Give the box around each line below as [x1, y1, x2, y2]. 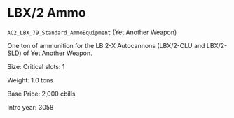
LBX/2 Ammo [7, 5, 86, 21]
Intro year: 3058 [7, 103, 54, 111]
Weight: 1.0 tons [7, 75, 54, 84]
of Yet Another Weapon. [23, 49, 92, 57]
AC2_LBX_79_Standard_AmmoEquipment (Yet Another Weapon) [7, 28, 177, 36]
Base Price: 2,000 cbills [7, 89, 76, 98]
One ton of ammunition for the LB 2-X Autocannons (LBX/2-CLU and [7, 41, 205, 50]
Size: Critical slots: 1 [7, 62, 65, 71]
